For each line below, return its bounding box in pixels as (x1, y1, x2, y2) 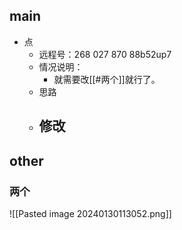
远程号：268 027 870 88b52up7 (38, 48, 172, 60)
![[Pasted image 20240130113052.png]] (9, 207, 172, 219)
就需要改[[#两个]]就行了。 (53, 73, 161, 85)
